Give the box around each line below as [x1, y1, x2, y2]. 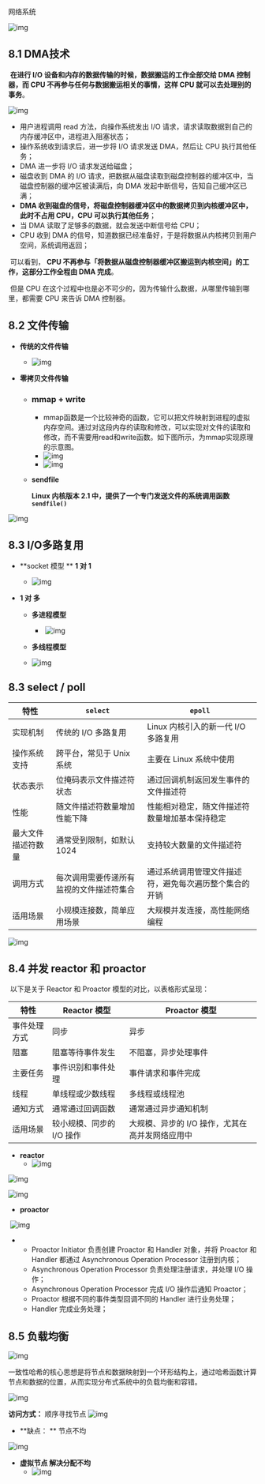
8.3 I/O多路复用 [8, 539, 84, 552]
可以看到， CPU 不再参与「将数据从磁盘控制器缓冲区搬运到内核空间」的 [9, 257, 243, 266]
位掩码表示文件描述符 [55, 774, 136, 785]
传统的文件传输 [19, 341, 69, 351]
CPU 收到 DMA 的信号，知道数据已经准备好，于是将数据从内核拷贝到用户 [19, 230, 257, 239]
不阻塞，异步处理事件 [129, 1047, 209, 1058]
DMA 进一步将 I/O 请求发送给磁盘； [19, 161, 135, 171]
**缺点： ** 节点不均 [19, 1426, 87, 1436]
